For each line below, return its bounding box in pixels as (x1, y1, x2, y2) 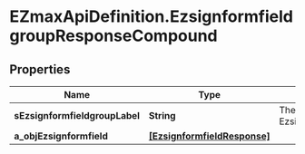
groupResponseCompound (9, 25, 218, 46)
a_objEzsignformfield (14, 130, 109, 142)
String (148, 110, 176, 121)
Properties (9, 62, 71, 77)
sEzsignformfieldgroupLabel (14, 110, 141, 121)
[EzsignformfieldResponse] (148, 130, 271, 142)
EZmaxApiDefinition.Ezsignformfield (9, 6, 293, 27)
